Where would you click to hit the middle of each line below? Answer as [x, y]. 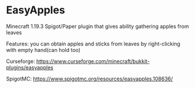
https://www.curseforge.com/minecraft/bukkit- [93, 61]
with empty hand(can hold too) [43, 50]
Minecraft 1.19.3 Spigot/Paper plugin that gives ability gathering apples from [97, 26]
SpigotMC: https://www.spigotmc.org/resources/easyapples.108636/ [90, 79]
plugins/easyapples [30, 67]
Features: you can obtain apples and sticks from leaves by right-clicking [93, 44]
